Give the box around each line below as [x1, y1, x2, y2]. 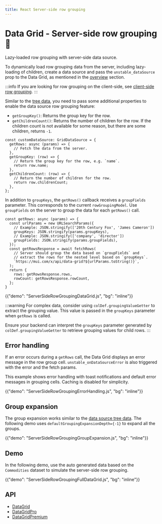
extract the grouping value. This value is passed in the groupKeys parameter [5, 308, 156, 313]
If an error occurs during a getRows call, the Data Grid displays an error [5, 354, 146, 360]
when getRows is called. [5, 312, 52, 318]
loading [5, 69, 20, 75]
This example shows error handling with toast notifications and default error [5, 374, 156, 380]
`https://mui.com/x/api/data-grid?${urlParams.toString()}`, [14, 259, 139, 264]
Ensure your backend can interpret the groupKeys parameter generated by [5, 322, 152, 328]
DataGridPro [12, 508, 37, 514]
